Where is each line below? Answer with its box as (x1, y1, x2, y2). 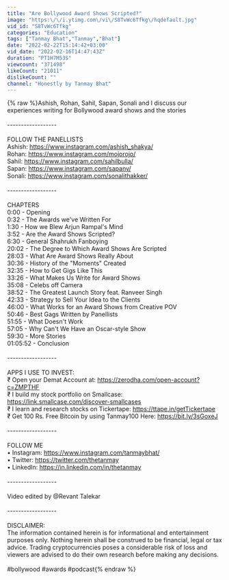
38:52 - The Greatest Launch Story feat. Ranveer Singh (7, 289, 163, 297)
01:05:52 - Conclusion (7, 339, 70, 348)
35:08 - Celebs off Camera (7, 281, 83, 289)
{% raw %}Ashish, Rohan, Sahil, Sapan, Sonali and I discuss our (7, 99, 187, 107)
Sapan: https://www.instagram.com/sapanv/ (7, 165, 131, 173)
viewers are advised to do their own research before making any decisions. (7, 551, 219, 559)
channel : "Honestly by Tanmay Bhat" (7, 80, 111, 87)
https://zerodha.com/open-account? (97, 376, 200, 384)
